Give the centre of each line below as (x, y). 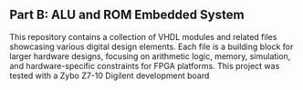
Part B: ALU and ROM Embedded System (127, 15)
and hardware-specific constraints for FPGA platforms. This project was (145, 65)
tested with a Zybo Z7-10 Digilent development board (110, 75)
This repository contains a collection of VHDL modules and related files (143, 36)
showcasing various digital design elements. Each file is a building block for (151, 46)
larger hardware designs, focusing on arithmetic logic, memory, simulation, (150, 56)
